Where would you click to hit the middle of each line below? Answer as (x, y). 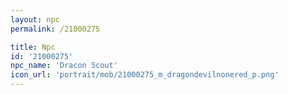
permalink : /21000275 (55, 29)
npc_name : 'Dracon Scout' (64, 66)
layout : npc (35, 19)
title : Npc (33, 47)
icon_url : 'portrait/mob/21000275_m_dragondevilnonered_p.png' (145, 75)
